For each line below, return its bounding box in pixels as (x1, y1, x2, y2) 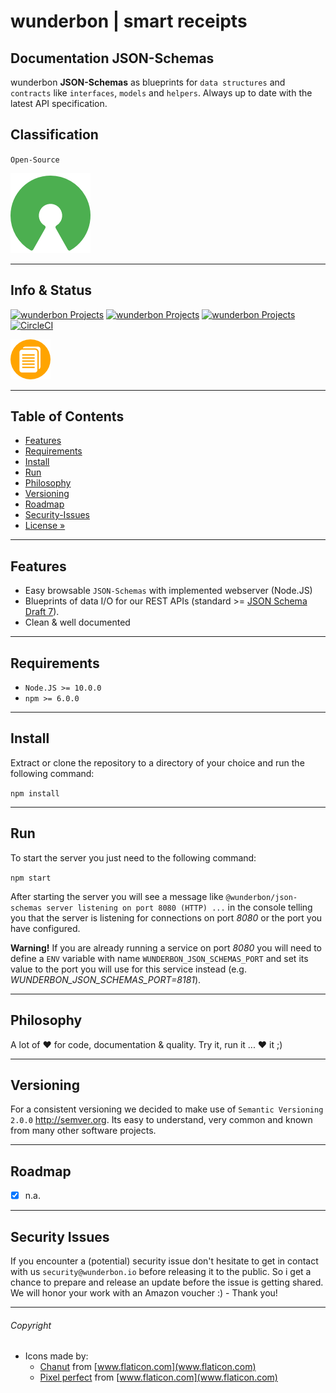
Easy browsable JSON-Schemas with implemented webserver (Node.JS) (24, 585, 313, 597)
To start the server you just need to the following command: (10, 851, 257, 864)
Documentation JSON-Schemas (10, 50, 215, 67)
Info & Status (10, 282, 93, 299)
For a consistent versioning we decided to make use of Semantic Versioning (10, 1103, 324, 1115)
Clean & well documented (24, 616, 131, 629)
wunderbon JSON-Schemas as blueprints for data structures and (10, 76, 286, 88)
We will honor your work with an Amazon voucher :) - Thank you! (10, 1287, 278, 1299)
